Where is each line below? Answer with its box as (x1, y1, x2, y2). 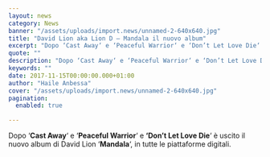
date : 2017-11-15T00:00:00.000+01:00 (8, 72, 135, 80)
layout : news (8, 11, 52, 20)
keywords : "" (8, 64, 52, 72)
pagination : (8, 94, 48, 102)
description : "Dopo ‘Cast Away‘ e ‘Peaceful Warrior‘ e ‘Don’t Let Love (8, 57, 257, 65)
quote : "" (8, 49, 42, 57)
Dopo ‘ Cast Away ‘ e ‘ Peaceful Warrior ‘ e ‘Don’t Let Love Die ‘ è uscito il (8, 130, 246, 141)
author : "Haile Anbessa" (8, 79, 92, 87)
